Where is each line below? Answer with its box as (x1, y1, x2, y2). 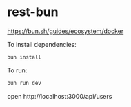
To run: (7, 66, 28, 75)
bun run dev (7, 79, 41, 86)
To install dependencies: (7, 40, 77, 48)
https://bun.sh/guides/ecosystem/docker (7, 27, 124, 35)
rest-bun (7, 4, 59, 20)
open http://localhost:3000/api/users (7, 92, 112, 100)
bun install (7, 53, 41, 61)
